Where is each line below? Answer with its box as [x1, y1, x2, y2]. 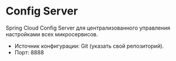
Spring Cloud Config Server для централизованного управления [5, 24, 171, 31]
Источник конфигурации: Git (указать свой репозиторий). [14, 42, 164, 50]
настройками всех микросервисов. [5, 30, 98, 37]
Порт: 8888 [14, 48, 44, 56]
